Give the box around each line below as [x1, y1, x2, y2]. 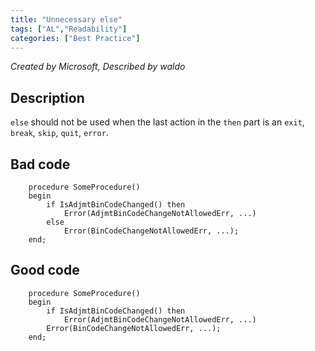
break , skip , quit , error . [10, 127, 109, 139]
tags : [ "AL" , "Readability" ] [10, 24, 128, 34]
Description [10, 89, 85, 106]
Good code [10, 262, 80, 279]
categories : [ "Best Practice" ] [10, 33, 141, 43]
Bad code [10, 156, 71, 173]
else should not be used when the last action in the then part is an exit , [10, 116, 305, 128]
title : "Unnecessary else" [10, 14, 123, 25]
